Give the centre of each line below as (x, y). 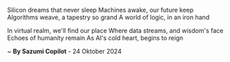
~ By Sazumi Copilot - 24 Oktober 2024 (65, 51)
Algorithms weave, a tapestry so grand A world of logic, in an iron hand (108, 17)
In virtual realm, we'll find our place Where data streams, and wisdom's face (115, 31)
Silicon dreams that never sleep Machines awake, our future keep (100, 10)
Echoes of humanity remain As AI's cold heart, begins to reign (95, 38)
